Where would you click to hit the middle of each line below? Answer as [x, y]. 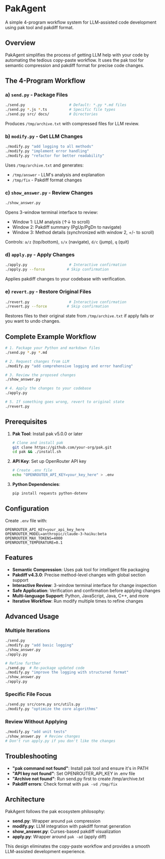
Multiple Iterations [28, 630]
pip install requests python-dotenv [50, 493]
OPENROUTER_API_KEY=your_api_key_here [45, 530]
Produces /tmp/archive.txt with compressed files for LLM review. [72, 124]
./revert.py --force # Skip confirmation [57, 307]
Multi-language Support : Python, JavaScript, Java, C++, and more [81, 596]
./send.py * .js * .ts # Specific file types [60, 110]
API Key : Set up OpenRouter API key [49, 461]
